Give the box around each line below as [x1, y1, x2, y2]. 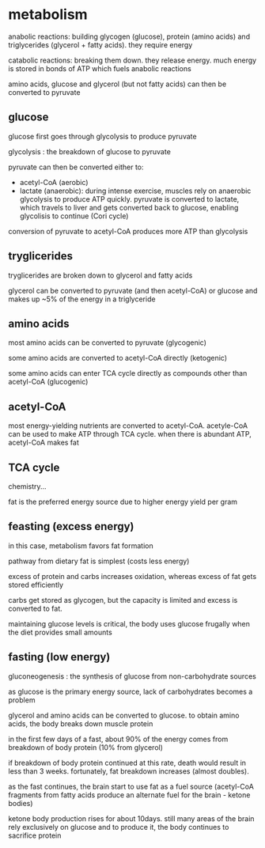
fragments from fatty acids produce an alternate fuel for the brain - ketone [8, 789, 251, 800]
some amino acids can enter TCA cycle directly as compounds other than [8, 369, 248, 378]
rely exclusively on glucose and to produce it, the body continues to [8, 822, 229, 831]
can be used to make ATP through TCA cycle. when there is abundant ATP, [8, 430, 252, 439]
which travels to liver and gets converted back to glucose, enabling [19, 203, 239, 212]
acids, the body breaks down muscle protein [8, 718, 153, 729]
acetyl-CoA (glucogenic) [8, 377, 89, 387]
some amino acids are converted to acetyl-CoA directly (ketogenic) [8, 354, 228, 363]
